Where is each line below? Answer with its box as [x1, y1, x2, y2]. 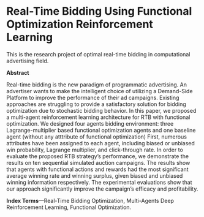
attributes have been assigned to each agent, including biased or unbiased [6, 139, 195, 147]
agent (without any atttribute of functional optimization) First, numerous [6, 133, 187, 140]
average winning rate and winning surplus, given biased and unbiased [6, 172, 183, 179]
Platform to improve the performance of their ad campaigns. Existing [6, 94, 179, 101]
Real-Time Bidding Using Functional [6, 4, 192, 18]
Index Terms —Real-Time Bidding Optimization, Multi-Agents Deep [6, 197, 175, 204]
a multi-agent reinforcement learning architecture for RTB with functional [6, 113, 191, 121]
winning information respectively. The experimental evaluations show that [6, 178, 192, 186]
